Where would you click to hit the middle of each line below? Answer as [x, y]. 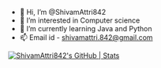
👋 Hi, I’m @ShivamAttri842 [63, 12]
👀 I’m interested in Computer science [80, 20]
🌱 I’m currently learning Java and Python [86, 29]
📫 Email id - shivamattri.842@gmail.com [86, 38]
